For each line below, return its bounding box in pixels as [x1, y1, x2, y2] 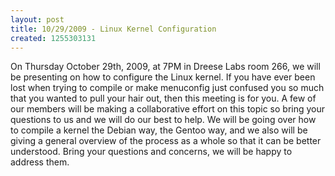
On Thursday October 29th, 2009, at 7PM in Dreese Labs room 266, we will [10, 61, 321, 73]
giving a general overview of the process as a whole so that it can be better [10, 135, 322, 147]
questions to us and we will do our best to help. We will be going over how [10, 114, 317, 126]
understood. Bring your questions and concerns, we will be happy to [10, 146, 293, 158]
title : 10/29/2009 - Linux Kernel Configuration [10, 24, 217, 34]
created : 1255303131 [10, 33, 97, 43]
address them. [10, 156, 70, 168]
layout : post [10, 14, 65, 25]
